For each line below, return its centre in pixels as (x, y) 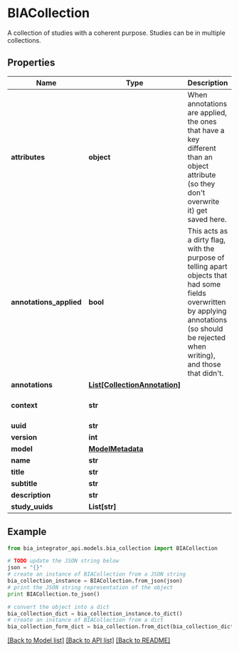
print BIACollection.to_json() (54, 594)
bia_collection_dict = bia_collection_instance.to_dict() (95, 613)
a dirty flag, (207, 240)
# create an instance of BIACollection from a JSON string (97, 574)
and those (204, 364)
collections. (24, 40)
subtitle (24, 483)
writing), (201, 355)
